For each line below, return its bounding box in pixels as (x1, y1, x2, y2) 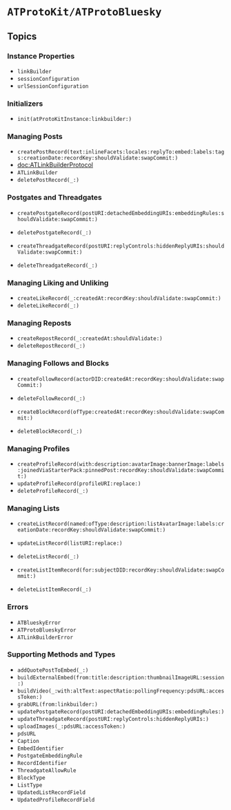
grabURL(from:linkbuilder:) (17, 701, 98, 708)
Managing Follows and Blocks (7, 359, 109, 368)
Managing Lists (7, 503, 60, 513)
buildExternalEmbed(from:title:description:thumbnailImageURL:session (17, 674, 225, 681)
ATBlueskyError (17, 619, 61, 626)
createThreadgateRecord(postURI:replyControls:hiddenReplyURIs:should (17, 243, 225, 249)
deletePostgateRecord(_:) (17, 229, 92, 236)
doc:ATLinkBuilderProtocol (17, 161, 94, 169)
